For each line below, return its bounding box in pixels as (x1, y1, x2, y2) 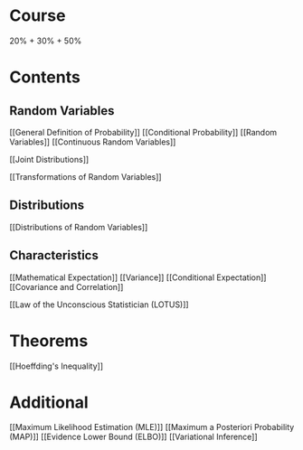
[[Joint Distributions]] (9, 154, 90, 164)
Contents (9, 67, 81, 88)
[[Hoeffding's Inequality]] (9, 361, 104, 371)
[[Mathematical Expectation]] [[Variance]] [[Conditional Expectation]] (9, 272, 267, 283)
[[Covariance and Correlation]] (9, 281, 124, 292)
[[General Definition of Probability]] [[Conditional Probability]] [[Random (9, 127, 278, 137)
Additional (9, 392, 89, 412)
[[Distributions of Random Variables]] (9, 221, 148, 232)
